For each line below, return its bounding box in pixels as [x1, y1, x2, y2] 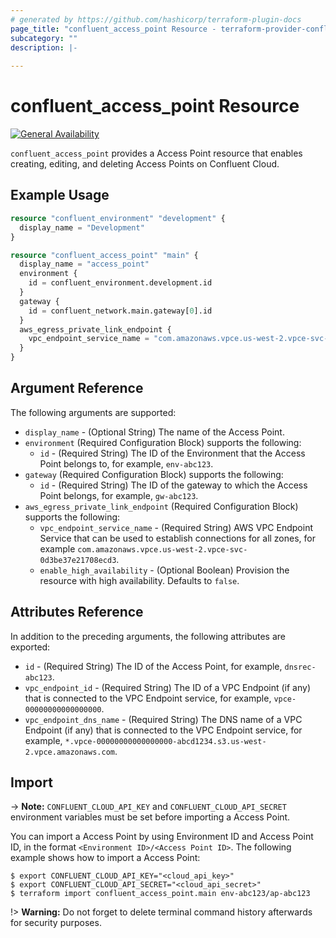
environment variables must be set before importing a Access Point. [10, 811, 291, 823]
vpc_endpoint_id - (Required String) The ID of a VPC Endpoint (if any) [24, 681, 312, 693]
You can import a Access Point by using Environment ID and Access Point [10, 831, 314, 843]
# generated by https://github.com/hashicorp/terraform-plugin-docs [10, 14, 302, 25]
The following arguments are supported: [10, 406, 177, 418]
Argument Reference [10, 380, 144, 397]
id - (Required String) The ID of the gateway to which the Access [39, 479, 308, 491]
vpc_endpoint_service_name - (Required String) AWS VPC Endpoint [39, 521, 313, 533]
